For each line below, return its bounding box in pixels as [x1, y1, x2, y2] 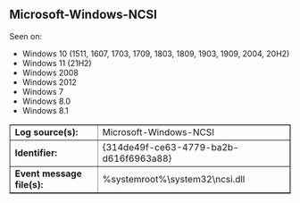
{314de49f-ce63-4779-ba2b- [102, 140, 239, 153]
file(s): [14, 178, 44, 190]
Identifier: [14, 147, 58, 159]
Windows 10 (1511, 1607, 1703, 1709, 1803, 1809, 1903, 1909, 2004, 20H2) [21, 48, 290, 59]
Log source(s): [14, 125, 79, 138]
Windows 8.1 [21, 105, 69, 115]
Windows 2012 [21, 76, 78, 88]
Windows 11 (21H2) [21, 57, 92, 68]
